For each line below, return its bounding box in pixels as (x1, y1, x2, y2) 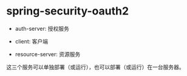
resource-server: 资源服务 (15, 50, 81, 58)
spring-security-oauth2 (6, 4, 129, 18)
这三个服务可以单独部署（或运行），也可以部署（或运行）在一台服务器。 (6, 63, 185, 71)
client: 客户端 (15, 37, 49, 45)
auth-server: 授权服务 (15, 25, 70, 32)
